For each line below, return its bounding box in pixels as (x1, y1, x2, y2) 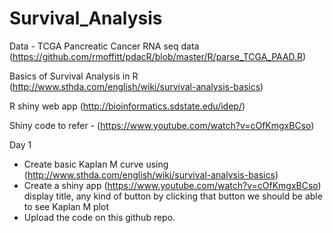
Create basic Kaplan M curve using (23, 158, 169, 170)
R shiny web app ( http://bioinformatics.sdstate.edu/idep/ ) (9, 100, 246, 112)
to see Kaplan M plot (23, 200, 110, 212)
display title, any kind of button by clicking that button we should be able (23, 190, 323, 202)
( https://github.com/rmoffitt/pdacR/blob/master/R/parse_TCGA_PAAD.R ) (9, 50, 307, 62)
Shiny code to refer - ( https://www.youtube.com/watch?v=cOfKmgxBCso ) (9, 119, 315, 131)
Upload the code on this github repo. (23, 211, 176, 223)
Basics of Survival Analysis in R (9, 70, 139, 82)
